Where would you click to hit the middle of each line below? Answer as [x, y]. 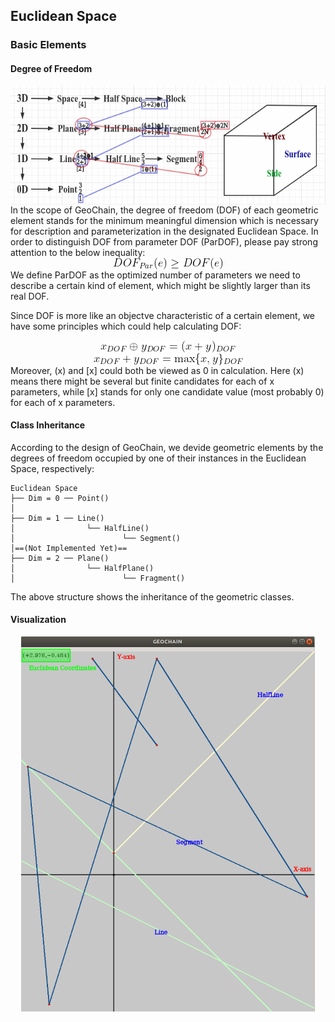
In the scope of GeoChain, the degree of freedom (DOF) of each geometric [164, 210]
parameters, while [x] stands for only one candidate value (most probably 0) [167, 391]
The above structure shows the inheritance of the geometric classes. [152, 596]
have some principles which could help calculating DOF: [126, 326]
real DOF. [30, 296]
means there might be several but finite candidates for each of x [142, 381]
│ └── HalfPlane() [82, 568]
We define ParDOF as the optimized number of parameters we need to [155, 275]
